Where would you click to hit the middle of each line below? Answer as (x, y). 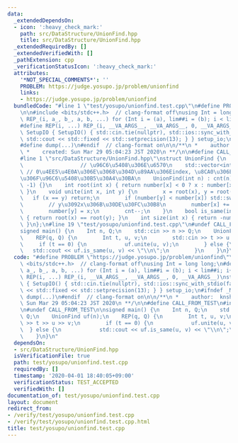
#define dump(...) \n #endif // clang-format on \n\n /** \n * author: (126, 146)
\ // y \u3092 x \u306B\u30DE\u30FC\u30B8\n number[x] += (125, 205)
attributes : (32, 73)
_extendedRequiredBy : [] (50, 47)
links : (30, 93)
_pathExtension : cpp (44, 60)
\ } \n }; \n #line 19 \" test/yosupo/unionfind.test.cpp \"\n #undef (115, 224)
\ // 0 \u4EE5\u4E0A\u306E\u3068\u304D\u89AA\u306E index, (106, 172)
